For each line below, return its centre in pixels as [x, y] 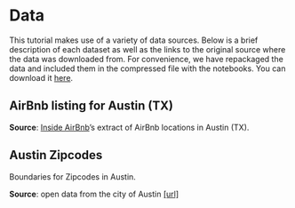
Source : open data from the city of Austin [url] [94, 194]
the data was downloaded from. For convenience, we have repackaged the [147, 59]
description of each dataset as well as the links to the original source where [147, 49]
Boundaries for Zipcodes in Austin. [72, 176]
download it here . [41, 77]
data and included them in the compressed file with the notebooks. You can [147, 68]
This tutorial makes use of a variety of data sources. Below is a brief [134, 40]
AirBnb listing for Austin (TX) [91, 106]
